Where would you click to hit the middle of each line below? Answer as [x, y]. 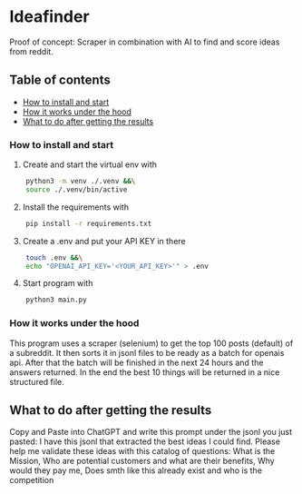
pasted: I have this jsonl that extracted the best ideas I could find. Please [145, 441]
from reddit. [32, 51]
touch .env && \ [54, 257]
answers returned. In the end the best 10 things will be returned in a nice [145, 372]
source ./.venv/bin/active [77, 189]
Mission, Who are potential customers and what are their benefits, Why [142, 461]
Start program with [58, 283]
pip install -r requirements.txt [89, 223]
